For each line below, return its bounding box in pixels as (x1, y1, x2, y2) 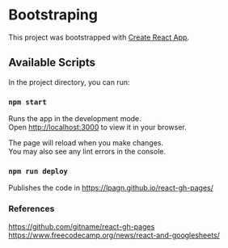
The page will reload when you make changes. (8, 138, 164, 148)
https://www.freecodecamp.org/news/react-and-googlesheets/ (8, 230, 221, 240)
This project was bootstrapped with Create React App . (8, 32, 190, 42)
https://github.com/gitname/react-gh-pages (8, 221, 155, 231)
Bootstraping (8, 6, 99, 24)
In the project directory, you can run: (8, 77, 130, 86)
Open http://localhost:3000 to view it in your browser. (8, 123, 188, 132)
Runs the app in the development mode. (8, 114, 141, 124)
